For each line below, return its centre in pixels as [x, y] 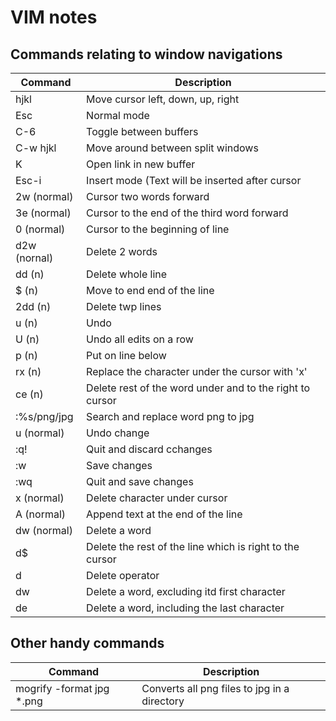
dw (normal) [44, 530]
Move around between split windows [172, 148]
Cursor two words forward [148, 196]
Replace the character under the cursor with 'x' [197, 371]
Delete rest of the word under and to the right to [198, 388]
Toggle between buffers [142, 131]
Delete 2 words [122, 251]
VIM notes [54, 17]
